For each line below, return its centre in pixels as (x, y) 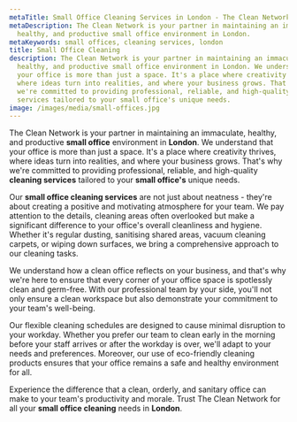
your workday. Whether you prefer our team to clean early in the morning (142, 335)
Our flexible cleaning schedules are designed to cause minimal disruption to (147, 326)
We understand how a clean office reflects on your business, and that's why (148, 271)
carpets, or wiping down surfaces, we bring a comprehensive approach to (144, 244)
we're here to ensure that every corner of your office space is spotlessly (141, 280)
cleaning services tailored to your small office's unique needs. (125, 180)
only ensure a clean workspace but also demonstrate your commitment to (144, 299)
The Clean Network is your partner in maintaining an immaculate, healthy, (143, 133)
